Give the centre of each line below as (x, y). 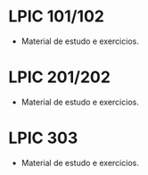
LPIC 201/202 (59, 77)
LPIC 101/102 (56, 17)
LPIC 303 (43, 138)
